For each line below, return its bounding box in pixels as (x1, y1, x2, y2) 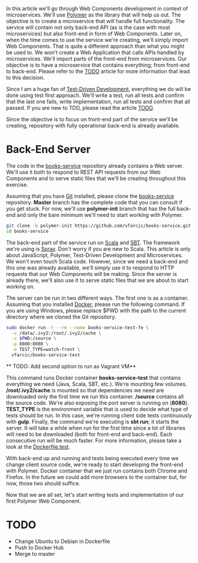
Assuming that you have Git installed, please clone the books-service (6, 192, 174, 200)
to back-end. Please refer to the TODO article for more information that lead (6, 68, 190, 74)
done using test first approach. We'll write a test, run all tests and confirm (6, 92, 184, 99)
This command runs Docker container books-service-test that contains (6, 374, 181, 381)
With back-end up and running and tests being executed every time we (6, 454, 179, 461)
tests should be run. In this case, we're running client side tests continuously (6, 412, 192, 419)
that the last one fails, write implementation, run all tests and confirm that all (6, 98, 190, 105)
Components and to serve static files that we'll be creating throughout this (6, 174, 186, 182)
